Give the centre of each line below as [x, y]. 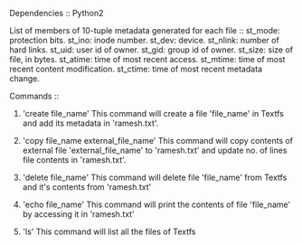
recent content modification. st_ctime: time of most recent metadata [136, 69]
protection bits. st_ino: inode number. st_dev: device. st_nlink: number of [145, 40]
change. [25, 79]
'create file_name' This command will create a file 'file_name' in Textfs [153, 113]
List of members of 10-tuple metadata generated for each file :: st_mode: [145, 30]
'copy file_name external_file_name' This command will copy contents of [158, 141]
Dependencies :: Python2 [57, 13]
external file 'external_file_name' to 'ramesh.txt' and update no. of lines [155, 150]
